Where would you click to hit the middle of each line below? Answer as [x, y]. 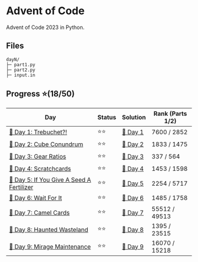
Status [107, 117]
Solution [134, 117]
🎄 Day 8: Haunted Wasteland [49, 229]
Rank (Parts [170, 114]
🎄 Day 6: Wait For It [36, 198]
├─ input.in [21, 75]
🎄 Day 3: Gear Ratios [38, 157]
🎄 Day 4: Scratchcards [40, 169]
